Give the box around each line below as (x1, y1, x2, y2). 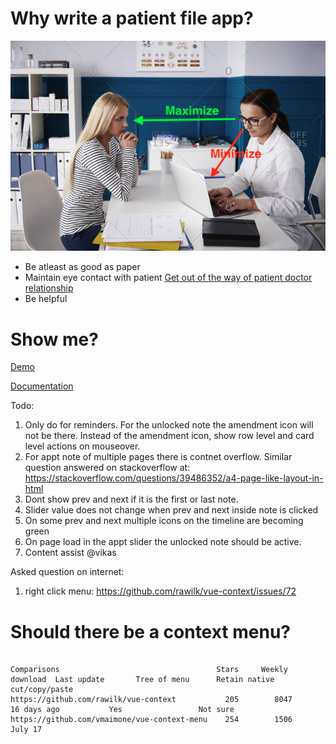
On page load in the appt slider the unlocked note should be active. (24, 536, 302, 548)
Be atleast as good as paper (24, 261, 141, 273)
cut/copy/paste (10, 685, 74, 695)
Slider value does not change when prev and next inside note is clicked (24, 504, 319, 516)
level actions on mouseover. (24, 440, 141, 452)
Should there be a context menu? (10, 620, 292, 643)
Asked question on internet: (10, 566, 125, 578)
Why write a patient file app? (10, 7, 254, 30)
